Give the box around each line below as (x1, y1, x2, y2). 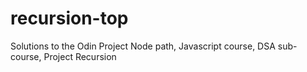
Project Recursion (43, 50, 117, 62)
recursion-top (10, 7, 129, 30)
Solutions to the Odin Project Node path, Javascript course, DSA (10, 40, 276, 52)
